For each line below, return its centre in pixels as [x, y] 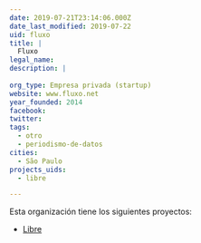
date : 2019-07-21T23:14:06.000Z [70, 18]
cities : [24, 152]
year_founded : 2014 [46, 102]
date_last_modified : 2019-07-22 [70, 26]
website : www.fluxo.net [54, 93]
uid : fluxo [30, 34]
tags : [19, 128]
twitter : [26, 119]
